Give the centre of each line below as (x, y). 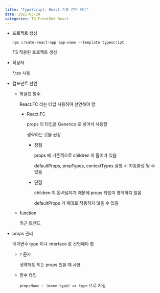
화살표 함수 (30, 94)
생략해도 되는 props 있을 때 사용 (50, 265)
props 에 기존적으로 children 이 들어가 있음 (75, 155)
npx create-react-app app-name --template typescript (68, 43)
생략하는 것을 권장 (44, 135)
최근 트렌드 (30, 223)
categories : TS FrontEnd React (37, 19)
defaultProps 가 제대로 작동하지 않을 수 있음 (76, 203)
